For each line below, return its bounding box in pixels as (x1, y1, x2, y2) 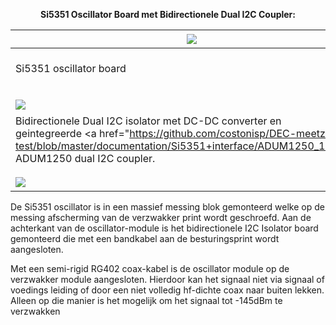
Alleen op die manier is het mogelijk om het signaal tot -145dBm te (10, 295, 283, 306)
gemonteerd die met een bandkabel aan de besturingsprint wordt (10, 233, 280, 244)
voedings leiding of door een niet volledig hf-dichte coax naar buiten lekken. (10, 284, 325, 296)
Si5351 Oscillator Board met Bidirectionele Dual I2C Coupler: (39, 9, 296, 20)
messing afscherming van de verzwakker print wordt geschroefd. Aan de (10, 212, 312, 223)
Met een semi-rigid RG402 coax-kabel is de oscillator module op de (10, 263, 290, 274)
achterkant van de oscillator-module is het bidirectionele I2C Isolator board (10, 222, 319, 234)
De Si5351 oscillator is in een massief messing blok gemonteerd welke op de (10, 201, 325, 213)
